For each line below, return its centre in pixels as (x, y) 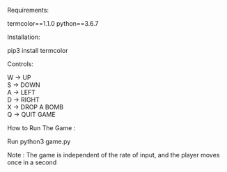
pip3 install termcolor (38, 50)
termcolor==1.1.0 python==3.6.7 (53, 23)
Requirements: (28, 10)
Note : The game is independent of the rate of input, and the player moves (113, 155)
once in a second (32, 162)
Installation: (24, 37)
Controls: (20, 64)
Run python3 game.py (39, 141)
